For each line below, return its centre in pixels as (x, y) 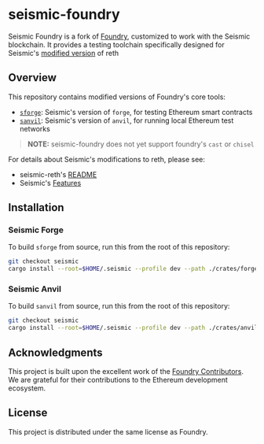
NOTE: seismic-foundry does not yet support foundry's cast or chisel (141, 144)
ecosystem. (27, 388)
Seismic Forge (36, 230)
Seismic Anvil (35, 289)
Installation (36, 207)
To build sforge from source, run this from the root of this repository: (119, 247)
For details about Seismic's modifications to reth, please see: (107, 159)
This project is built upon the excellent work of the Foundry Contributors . (126, 372)
